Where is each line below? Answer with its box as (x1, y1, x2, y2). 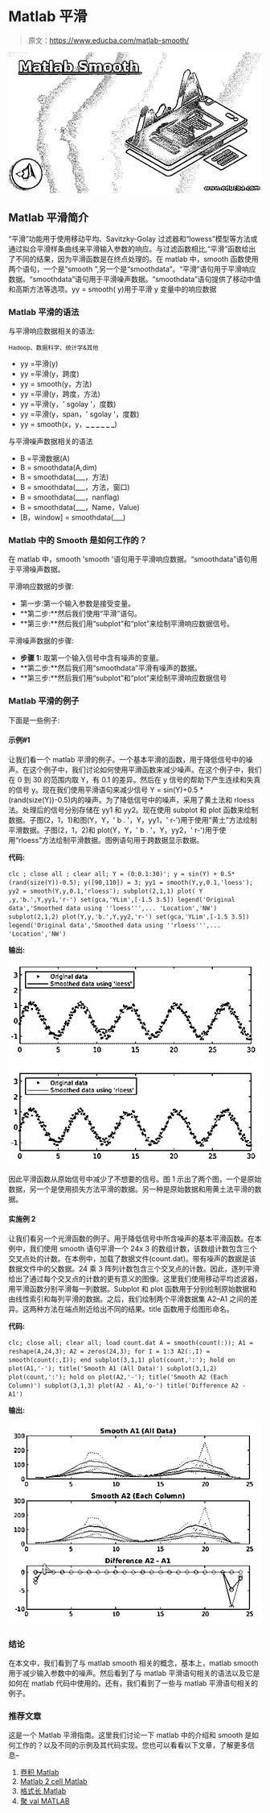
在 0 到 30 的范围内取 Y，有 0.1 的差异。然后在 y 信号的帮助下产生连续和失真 (8, 774, 261, 784)
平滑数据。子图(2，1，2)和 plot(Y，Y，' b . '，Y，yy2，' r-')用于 (8, 825, 219, 835)
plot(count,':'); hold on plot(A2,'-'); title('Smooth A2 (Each (8, 1373, 228, 1382)
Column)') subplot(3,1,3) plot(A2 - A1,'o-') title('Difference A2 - (8, 1382, 247, 1390)
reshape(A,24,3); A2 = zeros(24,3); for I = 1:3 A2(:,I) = (8, 1347, 211, 1356)
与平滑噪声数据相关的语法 (8, 437, 93, 446)
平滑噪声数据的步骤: (8, 636, 75, 645)
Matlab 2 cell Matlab (19, 1777, 88, 1786)
